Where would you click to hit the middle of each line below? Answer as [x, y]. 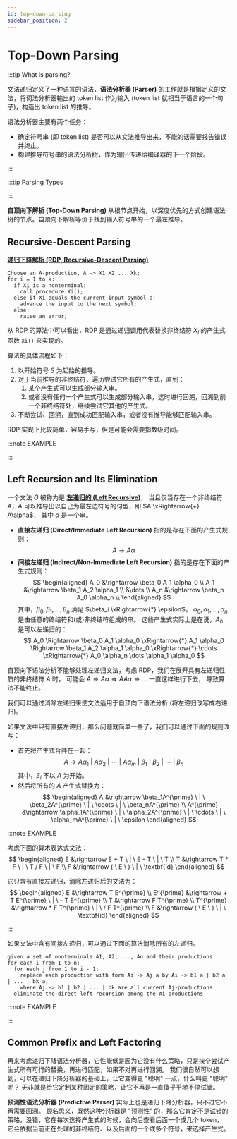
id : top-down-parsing [39, 14]
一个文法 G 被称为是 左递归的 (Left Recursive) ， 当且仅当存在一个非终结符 [115, 497]
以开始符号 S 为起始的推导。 [59, 370]
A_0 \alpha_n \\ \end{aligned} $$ [124, 597]
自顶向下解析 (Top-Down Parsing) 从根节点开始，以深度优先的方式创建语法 [116, 211]
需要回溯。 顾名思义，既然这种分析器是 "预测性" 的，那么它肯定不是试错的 [121, 1111]
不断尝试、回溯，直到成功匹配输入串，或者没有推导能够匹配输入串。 [116, 415]
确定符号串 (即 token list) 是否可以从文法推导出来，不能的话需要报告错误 [122, 137]
